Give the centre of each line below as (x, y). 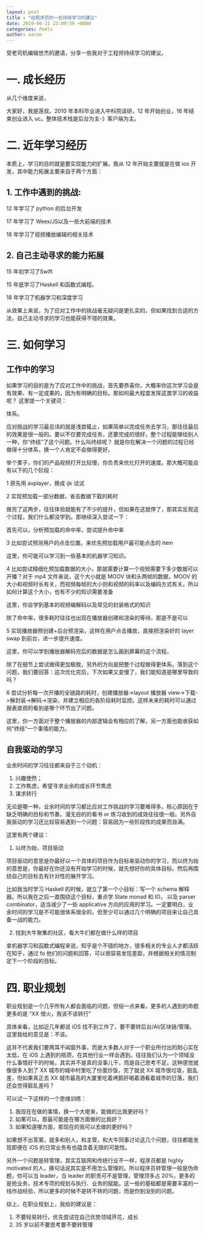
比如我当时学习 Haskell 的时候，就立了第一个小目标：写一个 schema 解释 (98, 889)
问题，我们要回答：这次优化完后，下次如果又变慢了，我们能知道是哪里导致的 (103, 672)
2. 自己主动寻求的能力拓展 (55, 255)
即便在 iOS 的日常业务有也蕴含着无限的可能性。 (71, 1148)
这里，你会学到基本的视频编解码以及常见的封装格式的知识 (78, 604)
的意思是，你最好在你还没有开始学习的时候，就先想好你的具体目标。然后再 (100, 868)
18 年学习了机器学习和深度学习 (45, 297)
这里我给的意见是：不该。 (38, 1035)
